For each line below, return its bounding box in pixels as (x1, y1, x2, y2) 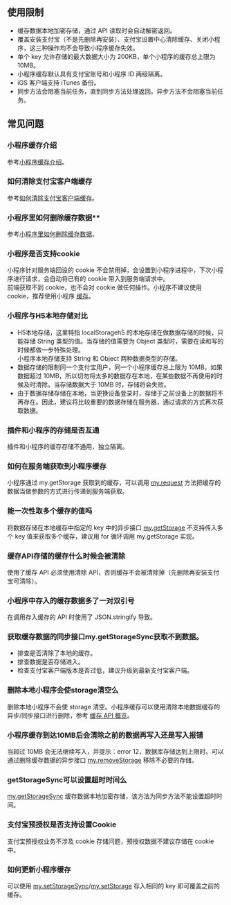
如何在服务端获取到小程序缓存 (7, 461, 107, 471)
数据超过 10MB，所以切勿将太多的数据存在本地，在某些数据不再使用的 (17, 371, 217, 380)
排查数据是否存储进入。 (17, 658, 84, 666)
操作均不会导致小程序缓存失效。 (47, 44, 139, 52)
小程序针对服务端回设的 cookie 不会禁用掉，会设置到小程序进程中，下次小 (7, 266, 218, 274)
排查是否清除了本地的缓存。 (17, 649, 97, 657)
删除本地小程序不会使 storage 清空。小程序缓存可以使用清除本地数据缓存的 (7, 702, 220, 711)
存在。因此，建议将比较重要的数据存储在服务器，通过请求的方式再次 (23, 398, 218, 406)
